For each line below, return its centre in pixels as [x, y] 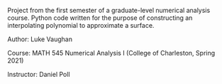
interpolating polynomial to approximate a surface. [81, 25]
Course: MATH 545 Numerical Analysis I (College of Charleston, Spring [111, 53]
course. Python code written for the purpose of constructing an [100, 18]
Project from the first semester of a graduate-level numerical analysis [109, 10]
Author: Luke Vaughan [40, 39]
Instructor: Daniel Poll [39, 74]
